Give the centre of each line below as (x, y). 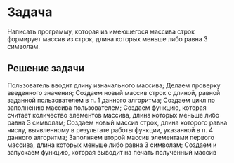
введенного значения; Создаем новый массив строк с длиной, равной (114, 92)
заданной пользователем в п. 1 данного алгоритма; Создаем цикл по (111, 100)
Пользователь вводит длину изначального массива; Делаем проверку (114, 85)
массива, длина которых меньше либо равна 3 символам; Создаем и (112, 145)
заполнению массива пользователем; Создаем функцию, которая (107, 107)
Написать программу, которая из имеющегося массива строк (101, 31)
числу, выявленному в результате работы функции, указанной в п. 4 (110, 129)
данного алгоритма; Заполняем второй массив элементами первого (111, 137)
